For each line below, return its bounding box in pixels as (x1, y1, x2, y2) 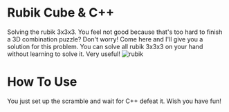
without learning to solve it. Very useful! (7, 50, 121, 58)
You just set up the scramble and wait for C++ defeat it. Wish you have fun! (7, 97, 221, 105)
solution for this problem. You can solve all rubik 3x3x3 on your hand (7, 42, 203, 50)
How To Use (7, 74, 77, 90)
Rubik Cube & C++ (7, 5, 115, 21)
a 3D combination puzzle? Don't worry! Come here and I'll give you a (7, 35, 203, 43)
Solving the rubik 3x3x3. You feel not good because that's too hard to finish (7, 28, 223, 36)
